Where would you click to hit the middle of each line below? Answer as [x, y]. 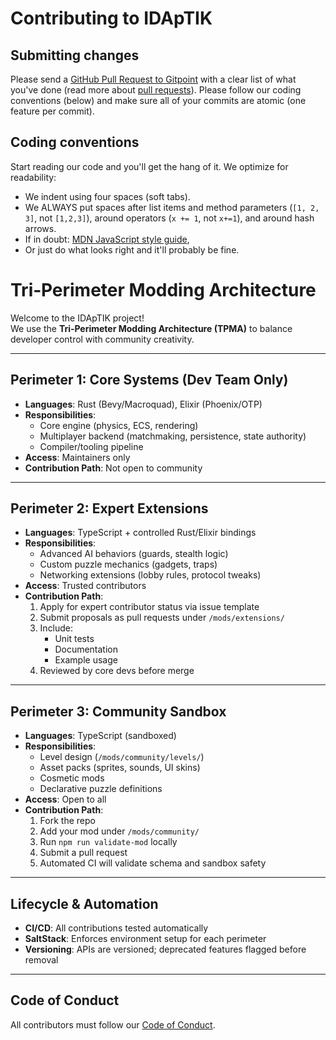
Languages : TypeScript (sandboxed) [100, 736]
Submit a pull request [83, 853]
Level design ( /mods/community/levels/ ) [122, 757]
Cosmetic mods [72, 778]
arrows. [40, 228]
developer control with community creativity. [102, 339]
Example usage [86, 660]
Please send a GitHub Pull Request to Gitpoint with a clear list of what [153, 79]
